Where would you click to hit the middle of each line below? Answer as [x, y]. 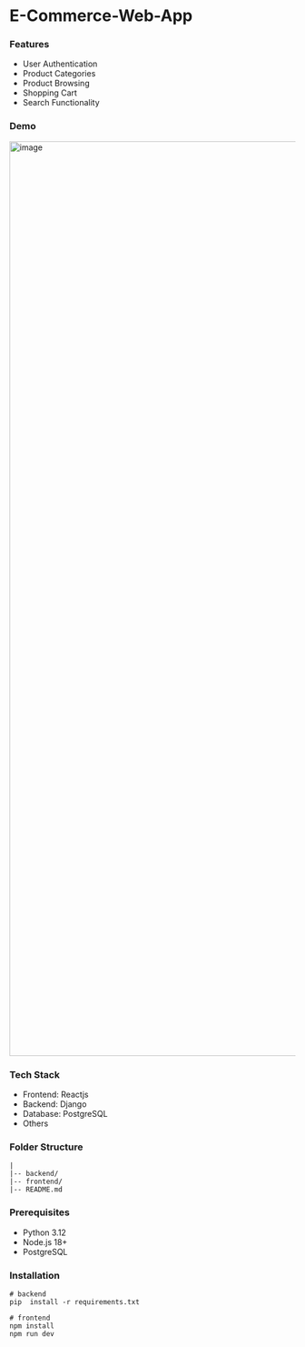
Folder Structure [46, 1147]
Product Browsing [56, 84]
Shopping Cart [49, 93]
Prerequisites [39, 1212]
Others [35, 1123]
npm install [32, 1326]
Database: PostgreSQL [65, 1114]
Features [30, 45]
